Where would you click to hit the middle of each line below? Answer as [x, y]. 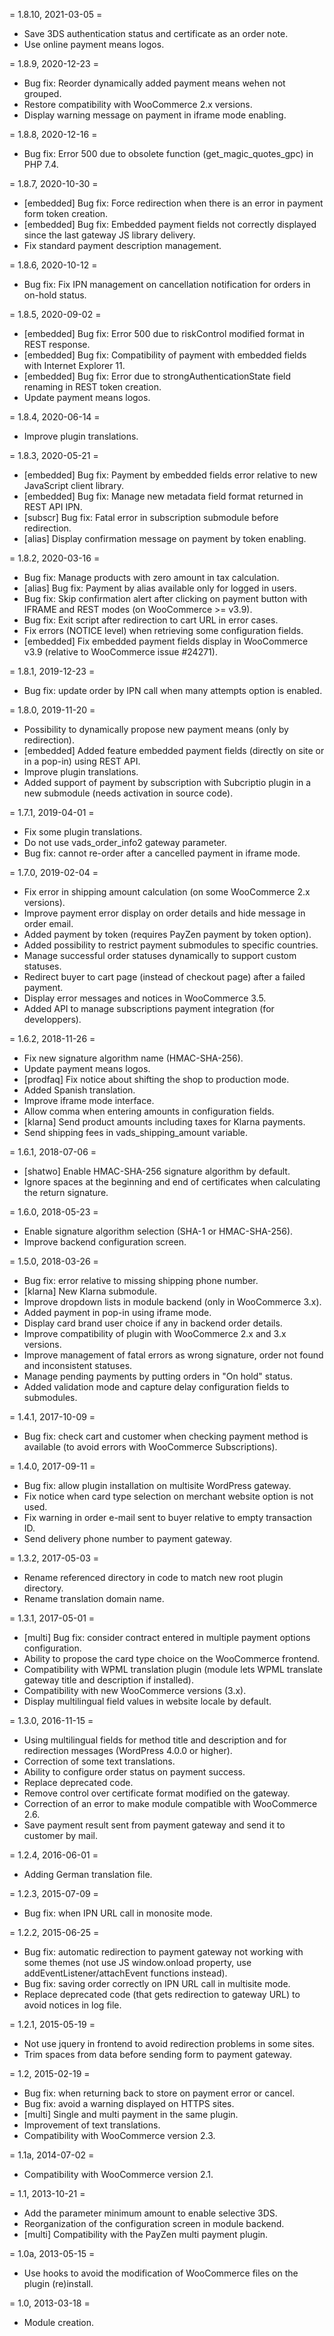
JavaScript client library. [73, 485]
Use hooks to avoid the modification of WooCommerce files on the [161, 2273]
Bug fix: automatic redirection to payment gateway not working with [163, 1952]
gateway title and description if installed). [108, 1680]
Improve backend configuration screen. [105, 1242]
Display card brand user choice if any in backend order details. [153, 1323]
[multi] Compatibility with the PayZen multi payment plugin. [146, 2234]
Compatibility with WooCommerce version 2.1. [118, 2174]
